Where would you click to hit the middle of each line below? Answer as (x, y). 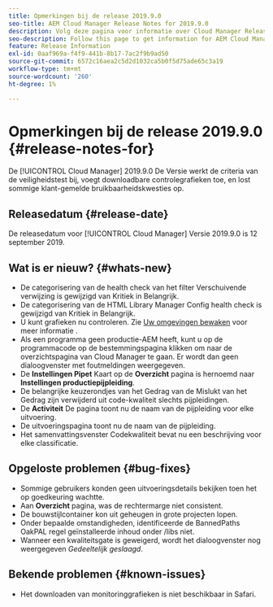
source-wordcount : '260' (50, 76)
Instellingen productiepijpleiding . (78, 382)
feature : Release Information (60, 46)
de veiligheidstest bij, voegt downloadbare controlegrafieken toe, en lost (130, 180)
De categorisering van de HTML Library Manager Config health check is (141, 305)
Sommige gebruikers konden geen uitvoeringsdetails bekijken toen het (139, 488)
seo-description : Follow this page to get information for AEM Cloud (129, 39)
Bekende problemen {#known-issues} (107, 574)
